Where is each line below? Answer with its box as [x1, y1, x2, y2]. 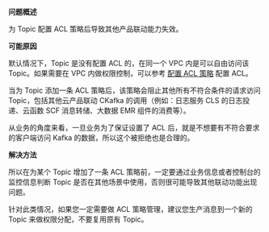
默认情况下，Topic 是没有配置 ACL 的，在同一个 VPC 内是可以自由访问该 [8, 59, 250, 68]
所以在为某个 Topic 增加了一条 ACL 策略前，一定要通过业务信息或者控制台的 [8, 168, 261, 176]
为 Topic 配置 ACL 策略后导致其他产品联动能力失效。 [8, 24, 183, 34]
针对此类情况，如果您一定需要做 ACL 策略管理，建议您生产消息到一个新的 [8, 205, 253, 213]
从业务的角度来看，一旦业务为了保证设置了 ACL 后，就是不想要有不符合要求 [8, 123, 260, 132]
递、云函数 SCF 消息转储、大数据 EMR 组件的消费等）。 [8, 106, 191, 115]
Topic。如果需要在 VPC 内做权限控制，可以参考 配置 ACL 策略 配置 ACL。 [8, 68, 253, 78]
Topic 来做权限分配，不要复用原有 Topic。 [8, 214, 149, 224]
